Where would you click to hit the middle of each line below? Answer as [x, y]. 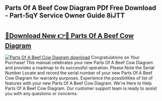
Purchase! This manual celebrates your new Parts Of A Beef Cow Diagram [79, 62]
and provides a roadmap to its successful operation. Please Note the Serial [80, 68]
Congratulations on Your [115, 57]
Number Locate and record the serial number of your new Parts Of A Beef [79, 73]
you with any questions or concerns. [41, 93]
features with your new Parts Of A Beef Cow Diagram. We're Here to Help [78, 83]
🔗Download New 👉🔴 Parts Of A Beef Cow [70, 36]
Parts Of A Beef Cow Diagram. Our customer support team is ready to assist [81, 88]
